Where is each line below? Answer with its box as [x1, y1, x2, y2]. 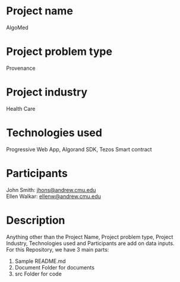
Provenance [6, 64, 36, 72]
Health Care [6, 105, 36, 112]
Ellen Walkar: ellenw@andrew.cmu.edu [6, 193, 101, 200]
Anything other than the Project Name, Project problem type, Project [6, 233, 173, 240]
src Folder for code [14, 270, 62, 277]
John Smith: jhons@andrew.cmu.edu [6, 186, 96, 193]
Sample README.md [14, 258, 67, 265]
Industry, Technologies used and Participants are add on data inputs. [6, 240, 175, 247]
